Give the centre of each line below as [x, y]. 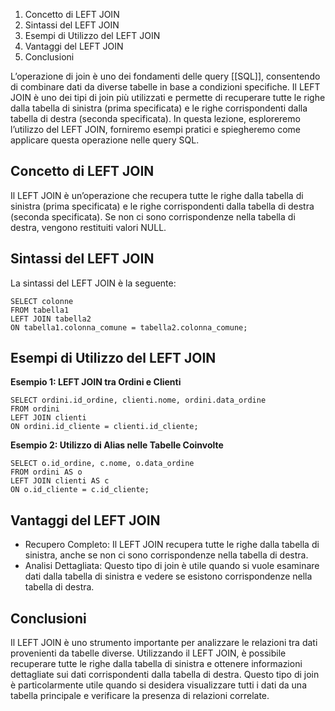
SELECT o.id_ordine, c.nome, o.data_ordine [102, 464]
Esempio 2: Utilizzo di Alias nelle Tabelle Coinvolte [117, 445]
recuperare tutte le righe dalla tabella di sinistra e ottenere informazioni [156, 664]
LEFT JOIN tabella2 [51, 319]
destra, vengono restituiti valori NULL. [88, 227]
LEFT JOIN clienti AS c [60, 481]
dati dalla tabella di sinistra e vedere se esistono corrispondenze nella [168, 576]
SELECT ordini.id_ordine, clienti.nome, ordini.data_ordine [138, 400]
